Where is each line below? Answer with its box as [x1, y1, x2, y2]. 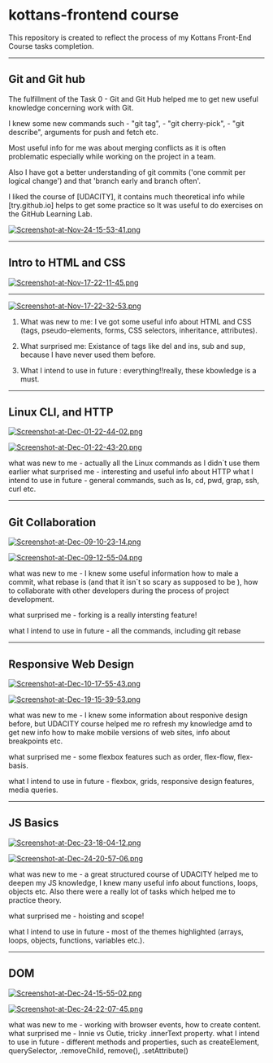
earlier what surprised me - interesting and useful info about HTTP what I [8, 467, 253, 477]
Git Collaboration [8, 515, 97, 529]
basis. [8, 760, 28, 770]
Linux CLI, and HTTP [8, 405, 114, 419]
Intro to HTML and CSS [8, 256, 126, 270]
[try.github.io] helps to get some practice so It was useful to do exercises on [8, 200, 263, 210]
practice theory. [8, 895, 62, 904]
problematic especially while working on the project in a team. [8, 151, 216, 161]
